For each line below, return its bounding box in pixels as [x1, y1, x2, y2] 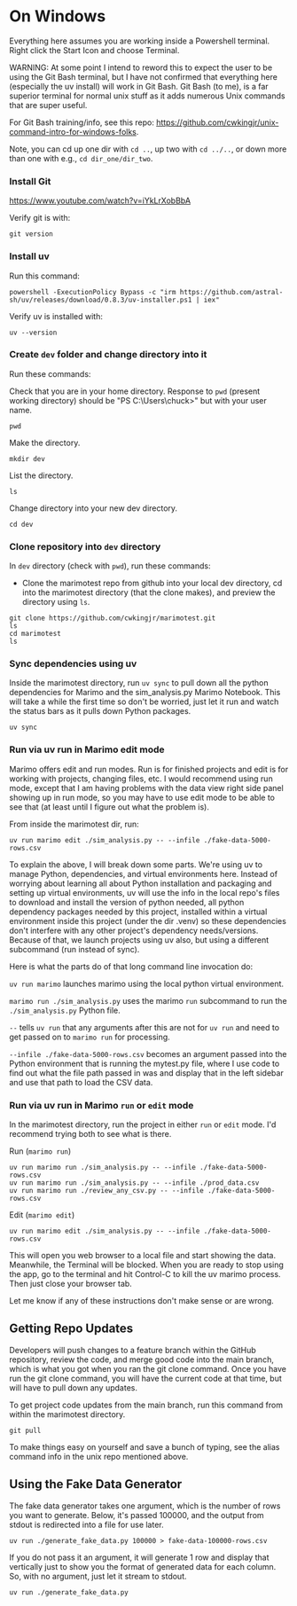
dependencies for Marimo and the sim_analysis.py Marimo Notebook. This [9, 687, 281, 698]
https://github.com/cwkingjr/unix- [156, 117, 279, 128]
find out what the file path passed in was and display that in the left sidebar [9, 1067, 284, 1078]
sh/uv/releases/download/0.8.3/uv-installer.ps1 [9, 295, 192, 304]
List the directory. [9, 470, 74, 481]
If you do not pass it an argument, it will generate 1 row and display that [9, 1552, 270, 1563]
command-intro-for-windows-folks [9, 126, 137, 137]
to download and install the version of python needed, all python [9, 897, 245, 907]
